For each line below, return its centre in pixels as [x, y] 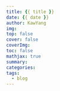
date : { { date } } [28, 17]
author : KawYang [26, 23]
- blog [20, 78]
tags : [13, 73]
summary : [17, 62]
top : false [20, 34]
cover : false [22, 40]
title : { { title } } [30, 12]
